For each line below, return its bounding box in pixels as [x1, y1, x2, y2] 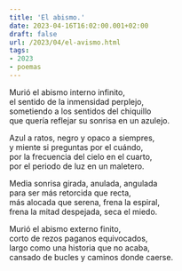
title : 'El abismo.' [9, 12, 86, 22]
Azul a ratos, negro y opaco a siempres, [9, 132, 155, 143]
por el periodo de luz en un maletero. [9, 161, 145, 171]
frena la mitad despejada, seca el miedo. [9, 206, 158, 217]
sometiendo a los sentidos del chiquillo [9, 106, 152, 116]
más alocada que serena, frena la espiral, [9, 196, 160, 207]
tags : [9, 46, 29, 55]
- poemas [9, 63, 42, 72]
